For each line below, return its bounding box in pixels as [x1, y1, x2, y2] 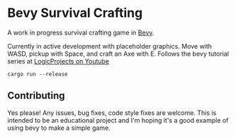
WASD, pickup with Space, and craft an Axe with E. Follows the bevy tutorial [7, 49, 229, 58]
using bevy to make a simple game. [7, 123, 111, 132]
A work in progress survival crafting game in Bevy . [7, 28, 154, 37]
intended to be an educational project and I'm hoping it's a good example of [7, 116, 229, 124]
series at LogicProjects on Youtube [7, 56, 110, 65]
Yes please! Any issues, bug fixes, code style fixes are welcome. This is [7, 108, 217, 117]
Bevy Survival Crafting [7, 5, 143, 21]
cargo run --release [7, 71, 69, 78]
